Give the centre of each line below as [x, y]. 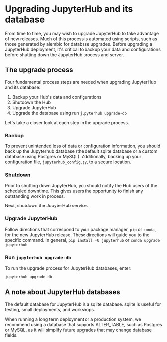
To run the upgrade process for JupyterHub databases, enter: [68, 268]
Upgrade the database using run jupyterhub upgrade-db [70, 113]
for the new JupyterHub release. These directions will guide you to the [77, 235]
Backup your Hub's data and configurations [57, 97]
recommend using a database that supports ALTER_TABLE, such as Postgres [84, 324]
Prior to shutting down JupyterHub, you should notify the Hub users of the [81, 186]
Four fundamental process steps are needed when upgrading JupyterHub [81, 82]
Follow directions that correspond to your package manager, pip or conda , [81, 229]
